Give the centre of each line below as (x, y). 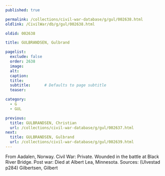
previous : (16, 118)
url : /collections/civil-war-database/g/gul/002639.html (72, 142)
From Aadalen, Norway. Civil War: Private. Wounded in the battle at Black (82, 157)
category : (16, 100)
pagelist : (16, 52)
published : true (23, 10)
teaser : (18, 90)
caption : (19, 76)
